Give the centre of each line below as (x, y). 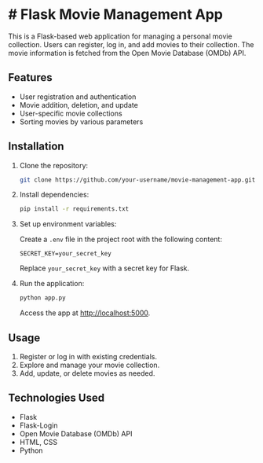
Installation (36, 147)
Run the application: (52, 284)
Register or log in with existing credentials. (88, 356)
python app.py (42, 298)
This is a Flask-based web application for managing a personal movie (121, 36)
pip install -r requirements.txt (74, 209)
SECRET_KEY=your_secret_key (65, 254)
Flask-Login (38, 425)
